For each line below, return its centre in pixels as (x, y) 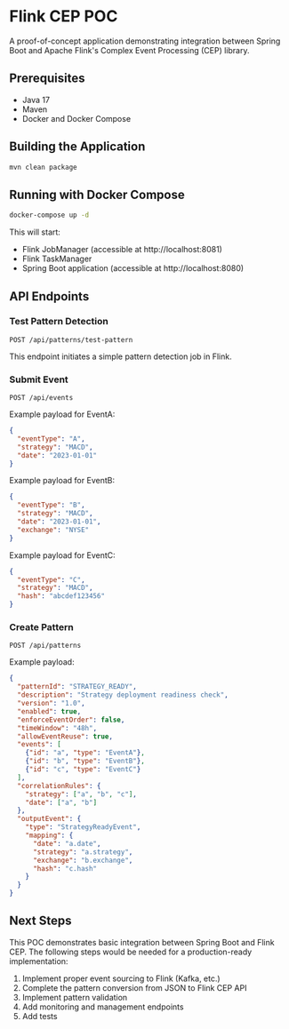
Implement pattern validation (75, 997)
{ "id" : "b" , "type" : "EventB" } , (85, 762)
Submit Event (39, 379)
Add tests (40, 1016)
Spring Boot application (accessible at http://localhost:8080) (133, 268)
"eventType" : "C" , (52, 579)
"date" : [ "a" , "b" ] (61, 802)
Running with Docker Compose (97, 194)
